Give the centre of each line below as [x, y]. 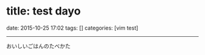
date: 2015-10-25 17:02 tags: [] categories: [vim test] [72, 28]
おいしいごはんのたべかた [38, 46]
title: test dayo [44, 11]
